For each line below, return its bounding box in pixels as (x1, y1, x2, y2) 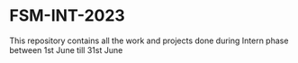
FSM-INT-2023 (9, 5, 126, 26)
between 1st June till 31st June (9, 44, 123, 55)
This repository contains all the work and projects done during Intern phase (9, 35, 289, 46)
